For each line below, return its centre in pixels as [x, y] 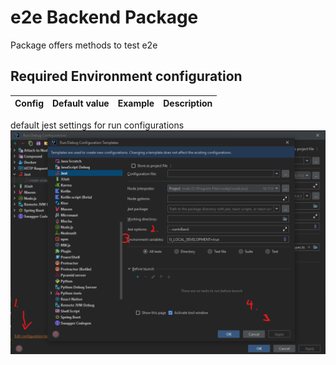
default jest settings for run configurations [97, 125]
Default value [81, 103]
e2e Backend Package [104, 17]
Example [136, 103]
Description [188, 103]
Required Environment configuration [126, 76]
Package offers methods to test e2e [84, 45]
